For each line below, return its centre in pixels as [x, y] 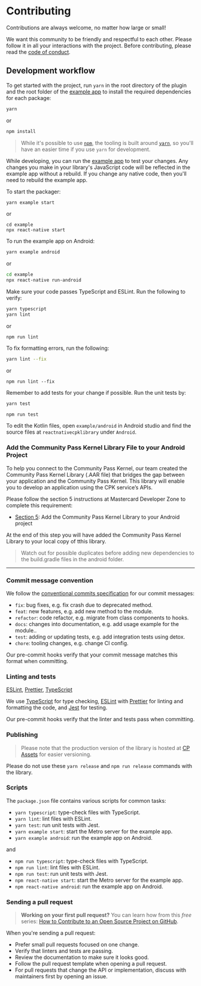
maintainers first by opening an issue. [61, 976]
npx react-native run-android [44, 280]
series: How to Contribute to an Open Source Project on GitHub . [100, 921]
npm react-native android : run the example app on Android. [89, 886]
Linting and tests [31, 676]
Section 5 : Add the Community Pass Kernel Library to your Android [97, 517]
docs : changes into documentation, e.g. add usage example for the [97, 624]
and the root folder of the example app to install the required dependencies [99, 92]
